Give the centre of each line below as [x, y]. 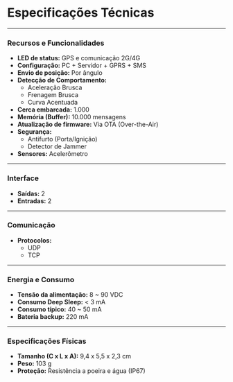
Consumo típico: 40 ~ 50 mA [59, 309]
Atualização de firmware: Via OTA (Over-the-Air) [88, 124]
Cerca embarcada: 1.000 [53, 110]
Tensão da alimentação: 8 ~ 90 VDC [70, 295]
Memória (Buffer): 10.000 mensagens [71, 117]
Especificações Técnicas [81, 13]
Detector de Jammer [57, 146]
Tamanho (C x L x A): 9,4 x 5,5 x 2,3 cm [74, 356]
